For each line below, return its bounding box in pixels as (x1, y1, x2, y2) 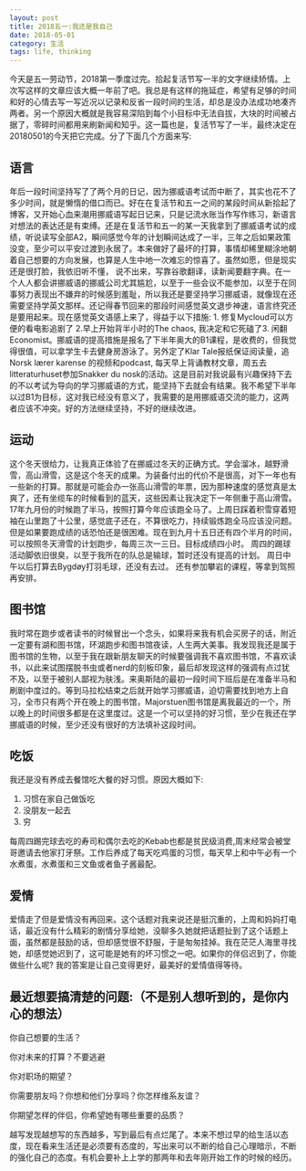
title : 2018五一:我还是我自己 (9, 22, 114, 31)
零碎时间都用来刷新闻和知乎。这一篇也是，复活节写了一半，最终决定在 (33, 120, 297, 131)
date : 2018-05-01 (9, 30, 76, 39)
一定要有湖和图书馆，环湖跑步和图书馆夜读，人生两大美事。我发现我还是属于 (9, 638, 297, 649)
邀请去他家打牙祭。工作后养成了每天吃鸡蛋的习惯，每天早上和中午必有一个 (16, 847, 297, 859)
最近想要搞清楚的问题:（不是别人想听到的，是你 (9, 988, 278, 1005)
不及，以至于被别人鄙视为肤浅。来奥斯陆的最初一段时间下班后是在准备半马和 (9, 673, 297, 684)
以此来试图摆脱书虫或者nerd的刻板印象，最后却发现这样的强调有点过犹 (25, 661, 291, 672)
